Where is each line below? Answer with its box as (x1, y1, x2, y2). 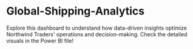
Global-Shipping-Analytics (6, 4, 144, 18)
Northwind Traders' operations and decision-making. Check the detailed (6, 30, 188, 38)
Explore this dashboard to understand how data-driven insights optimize (6, 24, 187, 31)
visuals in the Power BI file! (6, 37, 74, 44)
